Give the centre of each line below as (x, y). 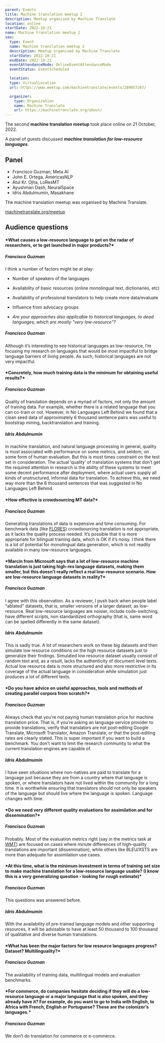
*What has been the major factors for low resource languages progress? (81, 946)
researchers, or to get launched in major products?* (60, 245)
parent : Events (21, 10)
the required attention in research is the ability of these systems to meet (78, 468)
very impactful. (20, 361)
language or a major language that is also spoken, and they (86, 997)
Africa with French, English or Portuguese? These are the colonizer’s (77, 1007)
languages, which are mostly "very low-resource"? (64, 322)
